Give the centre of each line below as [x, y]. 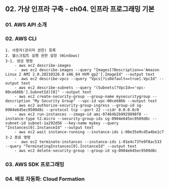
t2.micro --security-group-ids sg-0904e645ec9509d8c [94, 119]
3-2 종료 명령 [18, 137]
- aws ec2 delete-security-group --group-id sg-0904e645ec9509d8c [86, 151]
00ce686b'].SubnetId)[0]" [32, 92]
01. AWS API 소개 [26, 25]
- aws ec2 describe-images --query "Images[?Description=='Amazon [87, 70]
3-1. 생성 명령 [19, 61]
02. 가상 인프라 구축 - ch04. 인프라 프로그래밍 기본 [80, 9]
